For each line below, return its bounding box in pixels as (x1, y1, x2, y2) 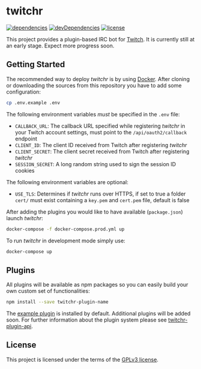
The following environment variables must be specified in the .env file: (6, 110, 180, 118)
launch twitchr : (6, 214, 43, 221)
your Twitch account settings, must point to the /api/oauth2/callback (14, 128, 187, 136)
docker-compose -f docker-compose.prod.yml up (6, 226, 125, 232)
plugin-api (6, 323, 32, 330)
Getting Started (6, 59, 65, 70)
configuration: (6, 88, 41, 95)
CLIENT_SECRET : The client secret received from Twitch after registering (14, 148, 190, 155)
